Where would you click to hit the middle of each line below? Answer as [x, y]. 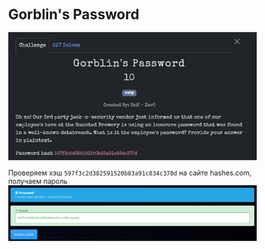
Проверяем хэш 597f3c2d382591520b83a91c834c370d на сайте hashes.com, [130, 173]
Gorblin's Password [74, 15]
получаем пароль [38, 181]
